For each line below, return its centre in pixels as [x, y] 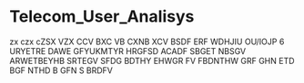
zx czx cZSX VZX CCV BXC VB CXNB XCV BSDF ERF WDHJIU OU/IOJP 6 [147, 41]
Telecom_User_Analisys [102, 17]
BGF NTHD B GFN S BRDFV [61, 70]
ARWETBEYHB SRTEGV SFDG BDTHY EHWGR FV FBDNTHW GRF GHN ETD [152, 60]
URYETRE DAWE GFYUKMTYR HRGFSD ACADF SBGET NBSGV [128, 51]
